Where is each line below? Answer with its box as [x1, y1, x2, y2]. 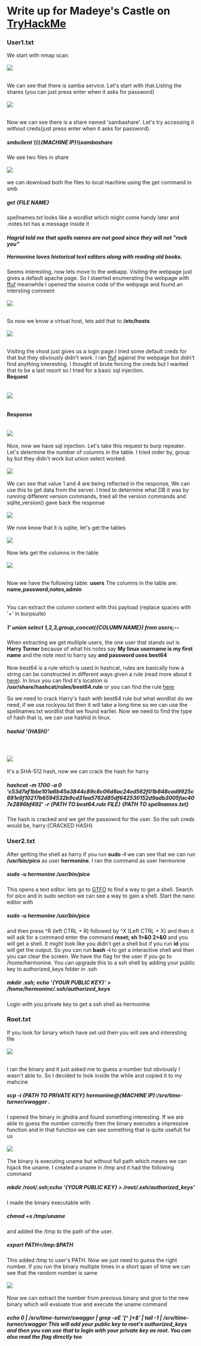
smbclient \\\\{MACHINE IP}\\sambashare [7, 139, 113, 146]
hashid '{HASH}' [7, 728, 50, 735]
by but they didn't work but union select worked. [7, 455, 127, 462]
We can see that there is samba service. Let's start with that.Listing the [7, 82, 182, 89]
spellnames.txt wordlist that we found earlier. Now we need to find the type [7, 707, 192, 715]
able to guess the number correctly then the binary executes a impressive [7, 1119, 189, 1127]
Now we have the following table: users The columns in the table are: [7, 579, 178, 587]
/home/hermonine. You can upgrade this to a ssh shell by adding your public [7, 959, 195, 966]
